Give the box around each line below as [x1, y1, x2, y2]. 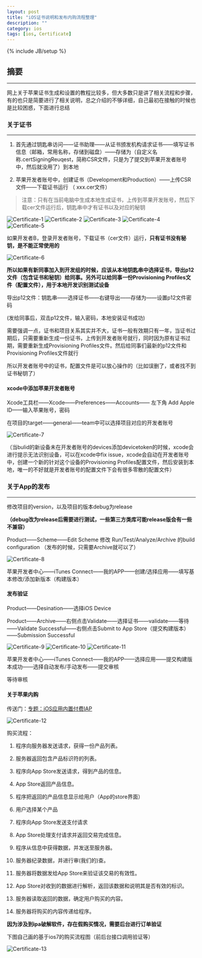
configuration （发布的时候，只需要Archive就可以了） [7, 543, 139, 550]
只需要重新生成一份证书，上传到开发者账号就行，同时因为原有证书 [22, 335, 185, 342]
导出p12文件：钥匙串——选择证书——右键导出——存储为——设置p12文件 [7, 294, 186, 302]
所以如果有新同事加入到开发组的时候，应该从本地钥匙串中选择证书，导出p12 [7, 266, 194, 273]
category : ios [7, 25, 43, 32]
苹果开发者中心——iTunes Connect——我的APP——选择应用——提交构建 [7, 655, 188, 662]
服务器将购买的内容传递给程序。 [15, 908, 95, 915]
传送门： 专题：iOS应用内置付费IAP [7, 705, 92, 712]
